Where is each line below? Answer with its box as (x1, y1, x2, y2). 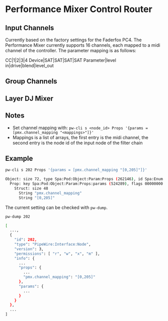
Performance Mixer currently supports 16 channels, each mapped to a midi (5, 42, 160, 48)
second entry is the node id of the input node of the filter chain (12, 140, 143, 146)
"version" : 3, (14, 246, 44, 252)
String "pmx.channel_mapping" (18, 190, 82, 195)
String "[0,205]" (18, 195, 55, 200)
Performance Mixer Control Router (5, 4, 152, 15)
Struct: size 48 (14, 186, 49, 191)
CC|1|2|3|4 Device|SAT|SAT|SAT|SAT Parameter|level (5, 57, 117, 63)
